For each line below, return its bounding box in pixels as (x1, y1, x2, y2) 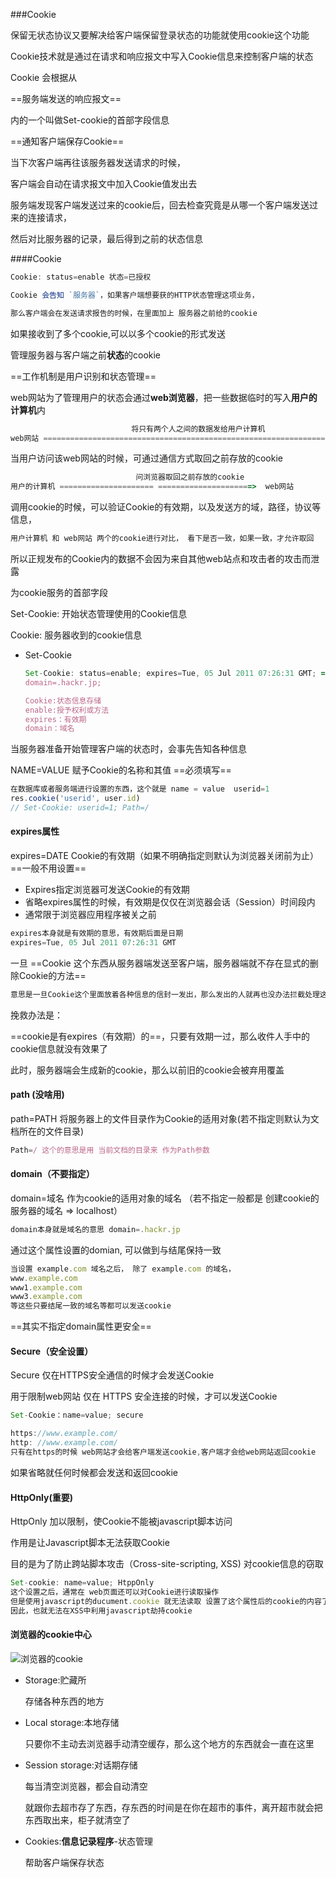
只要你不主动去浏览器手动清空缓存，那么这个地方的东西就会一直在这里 (24, 1737, 315, 1749)
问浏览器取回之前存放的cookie (135, 472, 245, 483)
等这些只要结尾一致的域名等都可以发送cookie (10, 1301, 172, 1311)
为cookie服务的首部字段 (10, 587, 109, 598)
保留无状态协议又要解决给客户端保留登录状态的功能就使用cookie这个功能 (10, 29, 310, 41)
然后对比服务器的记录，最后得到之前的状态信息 (10, 233, 203, 244)
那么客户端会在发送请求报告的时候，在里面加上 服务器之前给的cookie (10, 308, 258, 318)
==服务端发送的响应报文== (10, 93, 122, 104)
